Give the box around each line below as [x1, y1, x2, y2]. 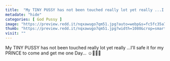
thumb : [5, 26, 19, 31]
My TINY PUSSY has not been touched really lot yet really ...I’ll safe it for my [5, 45, 164, 50]
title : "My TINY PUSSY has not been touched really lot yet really [5, 7, 153, 13]
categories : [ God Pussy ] [5, 17, 62, 22]
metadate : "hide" [5, 12, 42, 17]
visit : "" [5, 31, 26, 36]
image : [5, 21, 19, 27]
